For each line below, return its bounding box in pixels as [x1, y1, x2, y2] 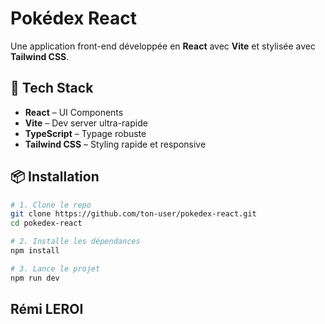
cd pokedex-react [10, 218, 83, 229]
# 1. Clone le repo [10, 200, 92, 210]
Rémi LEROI [10, 301, 84, 318]
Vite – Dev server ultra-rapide [24, 117, 148, 129]
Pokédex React [10, 7, 138, 30]
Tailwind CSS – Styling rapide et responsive [24, 138, 207, 150]
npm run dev [10, 273, 60, 283]
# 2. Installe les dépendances [10, 237, 141, 247]
